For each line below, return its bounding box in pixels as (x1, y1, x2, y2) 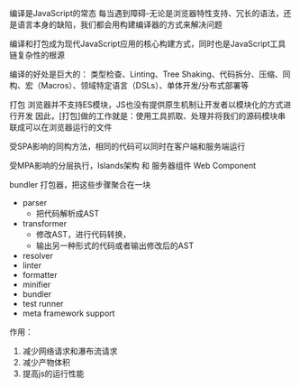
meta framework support (22, 308, 115, 319)
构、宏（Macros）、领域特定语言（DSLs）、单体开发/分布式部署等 (9, 80, 250, 90)
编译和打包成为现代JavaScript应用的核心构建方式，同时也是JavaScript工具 (9, 39, 286, 49)
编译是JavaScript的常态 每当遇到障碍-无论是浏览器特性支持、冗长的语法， (9, 8, 284, 18)
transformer (22, 218, 68, 228)
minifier (22, 279, 51, 290)
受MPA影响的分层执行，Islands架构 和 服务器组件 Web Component (9, 161, 257, 171)
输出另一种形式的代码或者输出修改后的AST (35, 240, 195, 251)
